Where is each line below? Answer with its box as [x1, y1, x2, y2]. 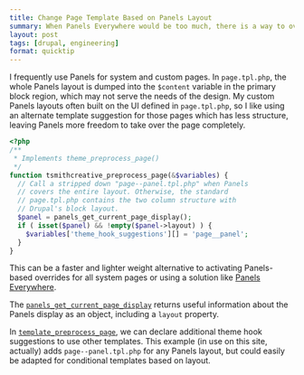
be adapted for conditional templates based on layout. [9, 355, 211, 366]
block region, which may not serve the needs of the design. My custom [9, 91, 275, 102]
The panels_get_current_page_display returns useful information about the [9, 299, 289, 310]
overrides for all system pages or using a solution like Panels [34, 272, 261, 283]
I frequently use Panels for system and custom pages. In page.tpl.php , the [9, 71, 287, 82]
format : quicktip [9, 47, 75, 56]
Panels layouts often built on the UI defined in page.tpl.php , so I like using [9, 100, 285, 111]
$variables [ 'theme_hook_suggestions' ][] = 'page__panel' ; [25, 230, 249, 239]
